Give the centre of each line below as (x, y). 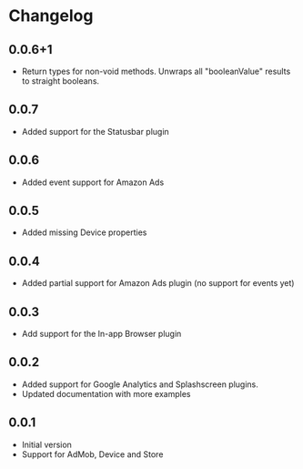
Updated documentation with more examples (106, 393)
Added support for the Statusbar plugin (95, 131)
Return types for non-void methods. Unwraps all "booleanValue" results (156, 71)
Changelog (51, 16)
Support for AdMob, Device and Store (92, 454)
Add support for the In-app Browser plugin (101, 334)
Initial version (46, 444)
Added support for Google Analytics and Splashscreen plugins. (140, 384)
